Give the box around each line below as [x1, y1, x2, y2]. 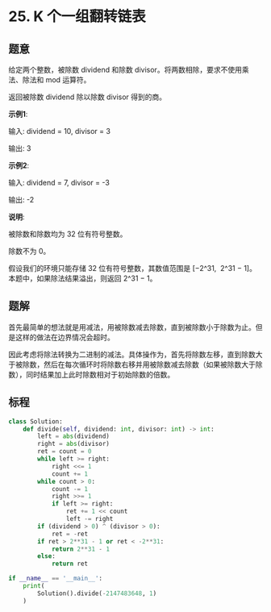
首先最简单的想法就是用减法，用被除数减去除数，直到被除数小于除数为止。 [8, 322, 256, 331]
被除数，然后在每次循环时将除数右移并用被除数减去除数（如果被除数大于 [15, 360, 256, 369]
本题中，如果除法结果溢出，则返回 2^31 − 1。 [8, 273, 157, 283]
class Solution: [8, 417, 63, 426]
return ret [51, 560, 89, 568]
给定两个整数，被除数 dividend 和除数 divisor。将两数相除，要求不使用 [8, 65, 242, 74]
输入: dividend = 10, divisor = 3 [8, 127, 111, 135]
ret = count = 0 [37, 448, 92, 456]
